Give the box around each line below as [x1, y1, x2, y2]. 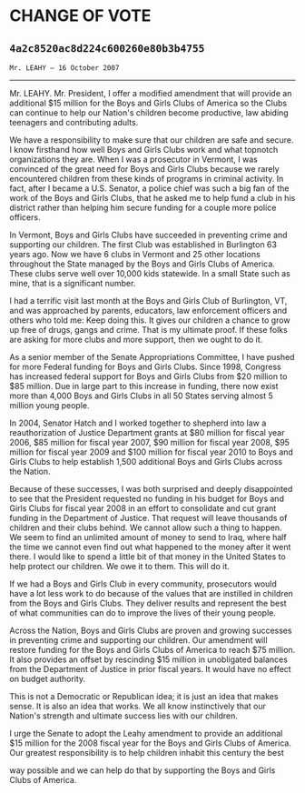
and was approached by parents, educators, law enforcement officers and [9, 306, 288, 316]
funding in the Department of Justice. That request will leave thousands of [9, 513, 288, 523]
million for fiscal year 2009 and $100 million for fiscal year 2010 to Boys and [9, 447, 293, 457]
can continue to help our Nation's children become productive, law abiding [9, 107, 289, 118]
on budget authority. [9, 674, 86, 684]
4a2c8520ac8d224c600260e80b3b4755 [9, 42, 205, 55]
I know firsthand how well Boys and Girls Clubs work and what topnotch [9, 145, 279, 155]
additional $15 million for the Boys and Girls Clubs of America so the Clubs [9, 97, 288, 108]
